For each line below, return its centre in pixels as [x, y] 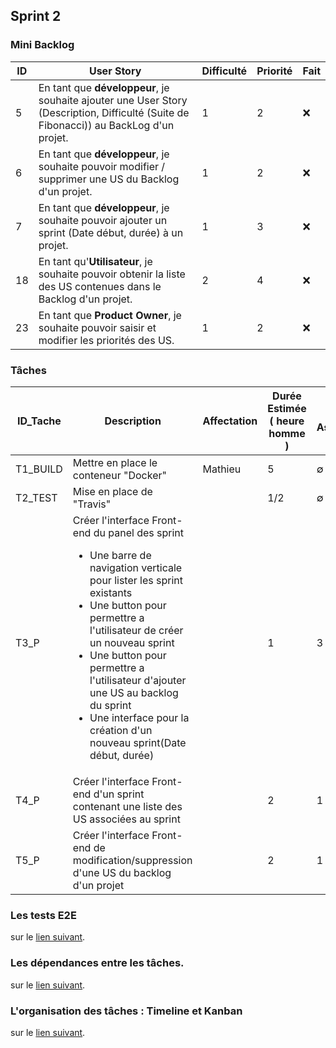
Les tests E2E [43, 915]
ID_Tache [39, 421]
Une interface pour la [139, 717]
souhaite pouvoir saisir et [97, 327]
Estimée [287, 408]
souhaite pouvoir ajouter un [103, 220]
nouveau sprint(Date [138, 742]
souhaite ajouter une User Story [113, 100]
